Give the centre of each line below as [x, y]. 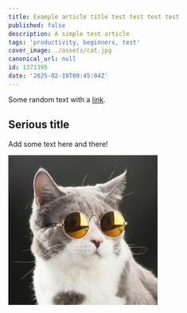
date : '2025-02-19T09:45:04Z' [58, 76]
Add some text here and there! [58, 144]
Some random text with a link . [57, 99]
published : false [37, 25]
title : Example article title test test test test [94, 17]
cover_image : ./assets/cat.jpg [60, 51]
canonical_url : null [43, 59]
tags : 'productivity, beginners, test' [74, 42]
